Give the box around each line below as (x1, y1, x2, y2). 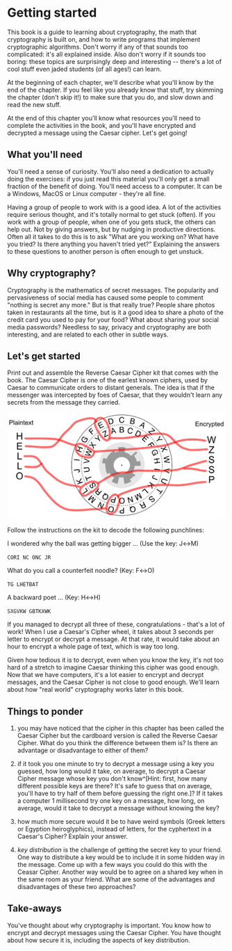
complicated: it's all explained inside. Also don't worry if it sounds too (7, 50, 206, 58)
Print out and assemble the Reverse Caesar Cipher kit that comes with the (7, 368, 219, 377)
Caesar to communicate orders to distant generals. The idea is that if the (7, 384, 215, 392)
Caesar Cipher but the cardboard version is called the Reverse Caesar (17, 731, 218, 740)
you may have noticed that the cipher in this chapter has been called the (17, 724, 224, 733)
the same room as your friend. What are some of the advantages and (17, 875, 215, 884)
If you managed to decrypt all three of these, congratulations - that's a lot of (7, 620, 225, 628)
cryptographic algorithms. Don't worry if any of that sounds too (7, 42, 189, 51)
